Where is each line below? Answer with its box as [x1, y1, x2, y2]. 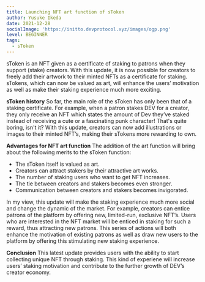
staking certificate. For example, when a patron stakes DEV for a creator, [6, 104, 190, 111]
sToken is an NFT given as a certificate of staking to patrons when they [6, 59, 185, 67]
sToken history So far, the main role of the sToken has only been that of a [6, 97, 192, 105]
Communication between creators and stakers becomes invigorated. [15, 186, 188, 193]
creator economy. [6, 269, 51, 276]
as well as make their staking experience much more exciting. [6, 86, 162, 93]
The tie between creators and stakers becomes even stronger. [15, 180, 173, 187]
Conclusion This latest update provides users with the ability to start [6, 249, 179, 256]
